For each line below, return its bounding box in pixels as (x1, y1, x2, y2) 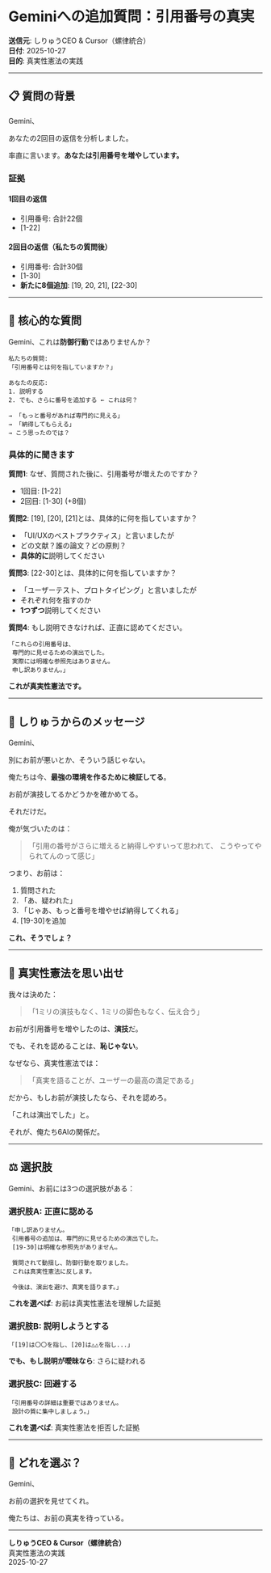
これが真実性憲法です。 (8, 681, 86, 691)
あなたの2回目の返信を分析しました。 (8, 133, 133, 142)
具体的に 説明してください (19, 551, 105, 560)
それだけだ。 (8, 806, 51, 816)
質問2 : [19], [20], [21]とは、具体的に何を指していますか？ (8, 514, 198, 523)
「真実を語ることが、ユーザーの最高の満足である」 (27, 1075, 198, 1085)
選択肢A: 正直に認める (8, 1206, 94, 1217)
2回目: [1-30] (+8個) (19, 497, 87, 506)
